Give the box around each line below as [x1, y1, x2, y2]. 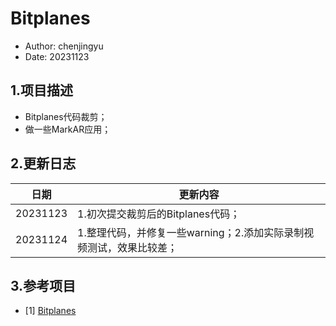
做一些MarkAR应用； [24, 123, 112, 135]
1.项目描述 [10, 82, 74, 99]
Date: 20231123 [24, 50, 90, 62]
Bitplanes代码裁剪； [24, 110, 108, 122]
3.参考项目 [10, 277, 77, 294]
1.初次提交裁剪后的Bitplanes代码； [77, 207, 241, 221]
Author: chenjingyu [24, 40, 104, 52]
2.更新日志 [10, 155, 77, 172]
